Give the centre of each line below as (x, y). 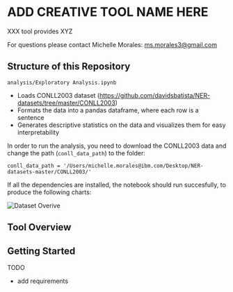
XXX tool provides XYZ (40, 31)
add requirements (42, 281)
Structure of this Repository (69, 67)
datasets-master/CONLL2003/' (49, 172)
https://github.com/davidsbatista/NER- (155, 95)
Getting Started (41, 251)
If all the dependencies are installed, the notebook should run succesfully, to (116, 184)
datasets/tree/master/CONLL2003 (66, 103)
